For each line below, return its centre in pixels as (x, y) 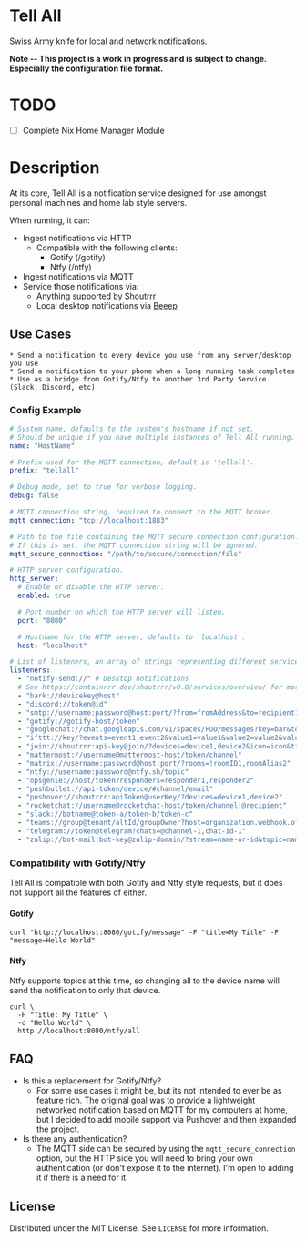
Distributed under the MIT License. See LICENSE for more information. (139, 1228)
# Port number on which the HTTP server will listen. (122, 612)
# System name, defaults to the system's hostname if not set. (132, 429)
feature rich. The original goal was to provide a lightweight (146, 1100)
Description (55, 168)
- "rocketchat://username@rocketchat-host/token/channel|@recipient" (152, 806)
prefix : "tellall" (44, 471)
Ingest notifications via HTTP (77, 238)
